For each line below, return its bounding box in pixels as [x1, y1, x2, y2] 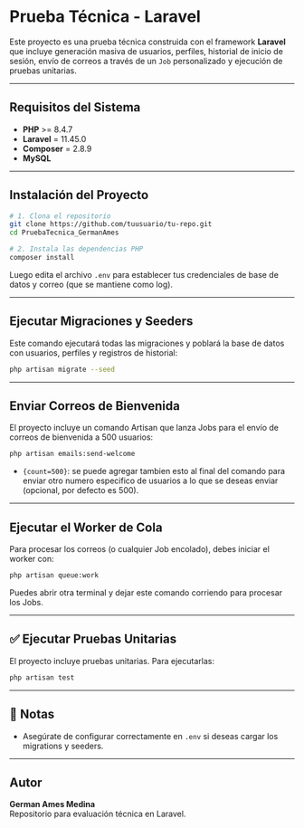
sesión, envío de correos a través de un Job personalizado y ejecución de [9, 55, 283, 66]
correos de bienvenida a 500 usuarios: [9, 432, 154, 443]
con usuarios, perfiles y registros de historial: [9, 347, 178, 358]
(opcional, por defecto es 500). [22, 485, 139, 496]
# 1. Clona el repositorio [9, 211, 111, 221]
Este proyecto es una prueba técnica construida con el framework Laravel [9, 36, 287, 47]
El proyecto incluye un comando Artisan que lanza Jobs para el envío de [9, 423, 279, 433]
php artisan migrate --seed [9, 365, 116, 374]
